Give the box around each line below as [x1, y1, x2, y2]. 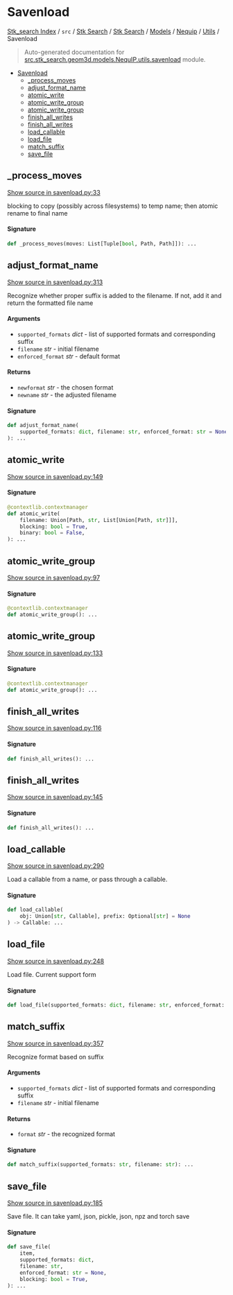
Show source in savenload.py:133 [7, 649, 103, 657]
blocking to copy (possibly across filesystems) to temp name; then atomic [7, 202, 218, 210]
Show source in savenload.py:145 [7, 793, 103, 801]
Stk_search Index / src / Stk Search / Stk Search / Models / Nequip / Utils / [7, 27, 220, 35]
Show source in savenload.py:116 [7, 724, 102, 732]
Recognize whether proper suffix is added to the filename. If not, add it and [7, 291, 222, 299]
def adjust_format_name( [7, 422, 79, 429]
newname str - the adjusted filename [17, 391, 116, 399]
